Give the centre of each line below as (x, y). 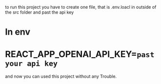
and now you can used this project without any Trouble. (61, 76)
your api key (31, 64)
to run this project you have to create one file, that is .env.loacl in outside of (81, 7)
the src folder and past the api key (40, 12)
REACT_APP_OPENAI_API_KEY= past (80, 54)
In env (18, 32)
